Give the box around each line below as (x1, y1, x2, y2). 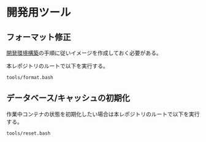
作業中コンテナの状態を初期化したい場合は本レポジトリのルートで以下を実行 (6, 110, 200, 118)
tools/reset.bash (6, 130, 51, 136)
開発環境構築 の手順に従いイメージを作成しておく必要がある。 (6, 50, 162, 56)
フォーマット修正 (6, 32, 71, 42)
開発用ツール (6, 6, 72, 20)
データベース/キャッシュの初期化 (6, 93, 131, 103)
